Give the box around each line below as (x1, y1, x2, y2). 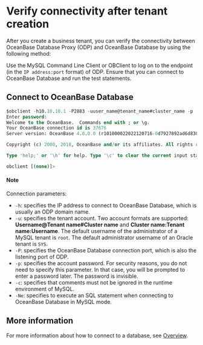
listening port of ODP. (14, 253, 69, 260)
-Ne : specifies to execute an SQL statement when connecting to (14, 292, 173, 299)
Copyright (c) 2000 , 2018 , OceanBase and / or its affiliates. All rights (6, 142, 193, 148)
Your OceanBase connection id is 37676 (6, 125, 107, 131)
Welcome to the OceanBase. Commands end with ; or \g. (6, 119, 150, 125)
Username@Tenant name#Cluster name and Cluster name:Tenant (14, 221, 185, 228)
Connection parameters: (6, 189, 67, 197)
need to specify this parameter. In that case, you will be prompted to (14, 266, 185, 273)
